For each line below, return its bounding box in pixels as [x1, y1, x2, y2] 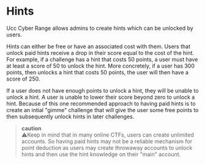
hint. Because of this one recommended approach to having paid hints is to [6, 99, 196, 107]
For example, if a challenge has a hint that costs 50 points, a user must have [6, 55, 198, 63]
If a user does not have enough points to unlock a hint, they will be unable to [6, 87, 199, 94]
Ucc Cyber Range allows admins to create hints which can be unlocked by [6, 24, 194, 32]
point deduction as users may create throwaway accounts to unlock [21, 144, 193, 151]
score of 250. [6, 75, 40, 82]
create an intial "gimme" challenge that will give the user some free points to [6, 106, 199, 113]
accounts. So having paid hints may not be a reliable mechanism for [21, 137, 193, 144]
